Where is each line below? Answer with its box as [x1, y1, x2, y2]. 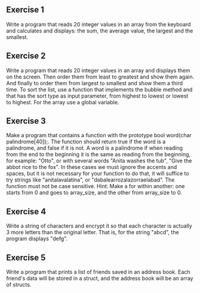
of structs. [6, 281, 32, 288]
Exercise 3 [6, 116, 46, 126]
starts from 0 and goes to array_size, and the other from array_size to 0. [6, 189, 182, 197]
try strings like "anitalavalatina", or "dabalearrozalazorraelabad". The [6, 176, 175, 183]
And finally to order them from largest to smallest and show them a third [6, 79, 183, 86]
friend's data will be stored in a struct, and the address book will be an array [6, 275, 193, 282]
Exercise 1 [6, 5, 45, 15]
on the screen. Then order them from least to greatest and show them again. [6, 73, 195, 80]
